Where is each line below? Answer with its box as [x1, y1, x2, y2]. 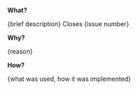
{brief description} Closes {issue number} [7, 20, 130, 28]
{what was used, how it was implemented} [7, 74, 132, 83]
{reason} [7, 47, 33, 55]
